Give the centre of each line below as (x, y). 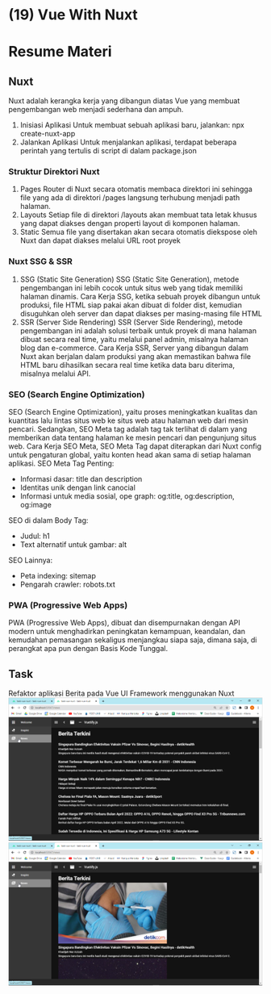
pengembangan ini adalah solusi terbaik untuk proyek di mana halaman (138, 330)
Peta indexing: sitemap (58, 576)
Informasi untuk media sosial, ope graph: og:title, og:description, (127, 496)
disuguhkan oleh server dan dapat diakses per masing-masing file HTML (141, 313)
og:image (36, 505)
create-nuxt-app (48, 134)
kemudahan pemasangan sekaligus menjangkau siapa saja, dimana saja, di (133, 640)
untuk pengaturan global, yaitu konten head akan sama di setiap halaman (130, 455)
